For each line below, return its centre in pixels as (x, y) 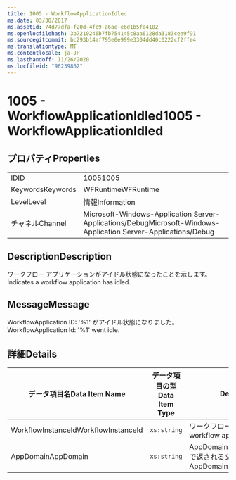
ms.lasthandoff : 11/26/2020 (48, 60)
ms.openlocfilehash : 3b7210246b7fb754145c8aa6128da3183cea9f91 (102, 33)
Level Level (28, 201)
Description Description (60, 257)
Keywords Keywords (44, 189)
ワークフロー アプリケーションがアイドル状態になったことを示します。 (109, 274)
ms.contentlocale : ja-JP (44, 53)
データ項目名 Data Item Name (77, 394)
